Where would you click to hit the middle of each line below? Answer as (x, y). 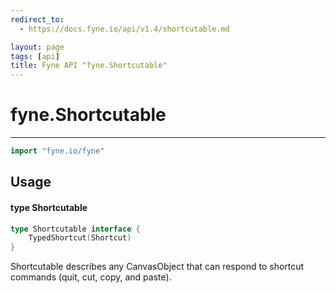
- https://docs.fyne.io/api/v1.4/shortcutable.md (124, 29)
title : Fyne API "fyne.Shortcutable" (89, 66)
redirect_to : (37, 19)
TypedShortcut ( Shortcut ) (80, 238)
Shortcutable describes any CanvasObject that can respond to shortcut (157, 267)
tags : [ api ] (35, 56)
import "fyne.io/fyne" (57, 151)
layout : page (37, 47)
